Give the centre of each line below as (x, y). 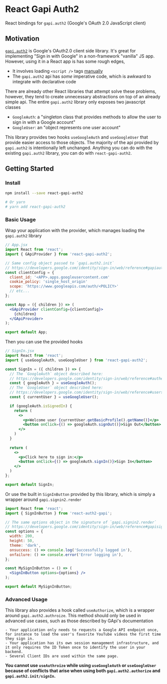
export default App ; (27, 332)
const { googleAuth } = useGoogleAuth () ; (53, 383)
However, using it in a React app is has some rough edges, (65, 61)
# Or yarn (15, 202)
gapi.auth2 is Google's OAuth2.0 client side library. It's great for (71, 50)
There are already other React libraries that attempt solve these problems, (81, 91)
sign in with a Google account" (44, 122)
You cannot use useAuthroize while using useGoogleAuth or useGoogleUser (81, 666)
